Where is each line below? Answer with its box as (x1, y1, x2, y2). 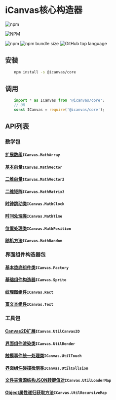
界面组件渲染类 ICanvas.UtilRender (5, 340, 76, 346)
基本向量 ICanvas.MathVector (5, 164, 63, 170)
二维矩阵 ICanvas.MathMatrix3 (5, 188, 65, 194)
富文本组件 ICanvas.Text (5, 301, 53, 307)
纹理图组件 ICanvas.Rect (5, 289, 53, 295)
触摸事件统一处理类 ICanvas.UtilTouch (5, 353, 82, 359)
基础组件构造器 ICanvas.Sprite (5, 276, 67, 283)
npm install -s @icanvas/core (14, 69, 77, 74)
